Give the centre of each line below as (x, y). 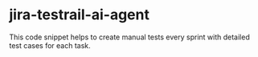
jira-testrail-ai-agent (79, 15)
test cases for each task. (50, 45)
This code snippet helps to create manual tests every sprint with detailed (129, 37)
